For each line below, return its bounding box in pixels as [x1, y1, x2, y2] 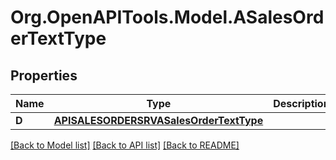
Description [273, 97, 330, 110]
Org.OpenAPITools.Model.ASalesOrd [10, 6, 325, 29]
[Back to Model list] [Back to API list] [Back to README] [10, 139, 240, 151]
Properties [10, 67, 78, 84]
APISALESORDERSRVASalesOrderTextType [53, 114, 264, 127]
